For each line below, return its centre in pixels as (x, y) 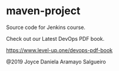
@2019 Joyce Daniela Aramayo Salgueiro (56, 62)
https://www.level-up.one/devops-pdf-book (59, 50)
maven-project (43, 11)
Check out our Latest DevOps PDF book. (55, 38)
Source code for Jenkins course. (46, 27)
